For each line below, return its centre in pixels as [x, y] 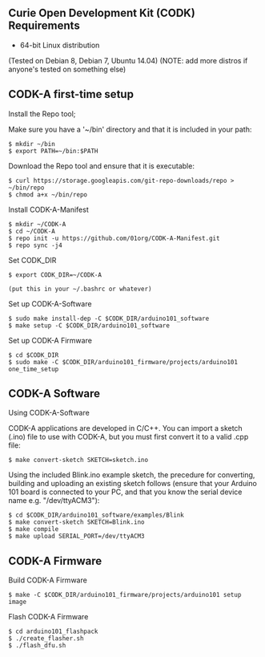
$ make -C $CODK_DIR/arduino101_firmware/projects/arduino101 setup [125, 595]
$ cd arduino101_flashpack [53, 632]
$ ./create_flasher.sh [46, 639]
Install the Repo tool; [42, 114]
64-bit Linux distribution [60, 45]
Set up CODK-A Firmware [50, 340]
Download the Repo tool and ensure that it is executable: [101, 166]
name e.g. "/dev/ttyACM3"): [54, 501]
